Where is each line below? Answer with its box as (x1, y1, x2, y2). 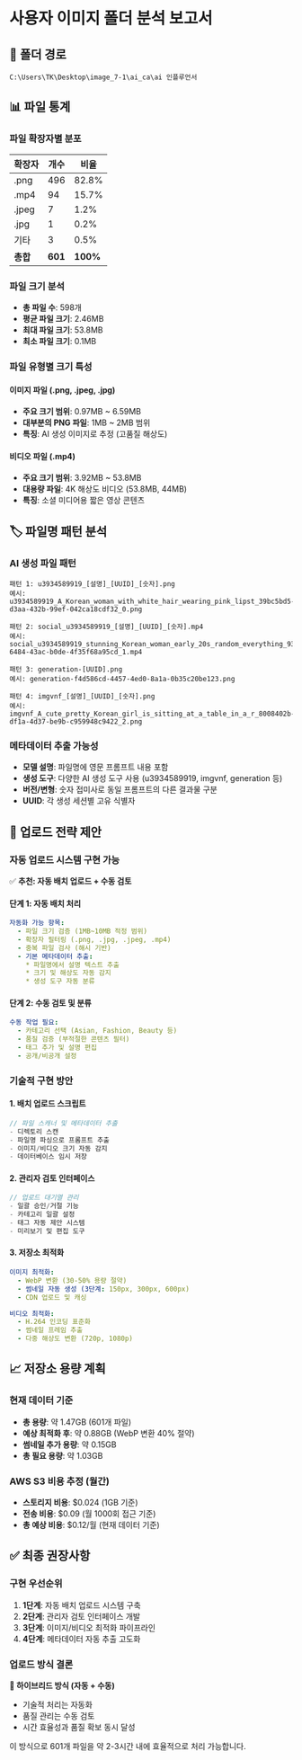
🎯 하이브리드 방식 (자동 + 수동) (9, 1680, 115, 1691)
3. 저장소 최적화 (9, 1247, 65, 1258)
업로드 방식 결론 (9, 1658, 74, 1670)
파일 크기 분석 (9, 280, 66, 292)
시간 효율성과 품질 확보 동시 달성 (22, 1722, 136, 1733)
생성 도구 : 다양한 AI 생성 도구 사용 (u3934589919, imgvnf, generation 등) (22, 773, 283, 784)
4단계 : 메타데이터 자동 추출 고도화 (22, 1633, 141, 1644)
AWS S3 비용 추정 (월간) (9, 1475, 111, 1488)
